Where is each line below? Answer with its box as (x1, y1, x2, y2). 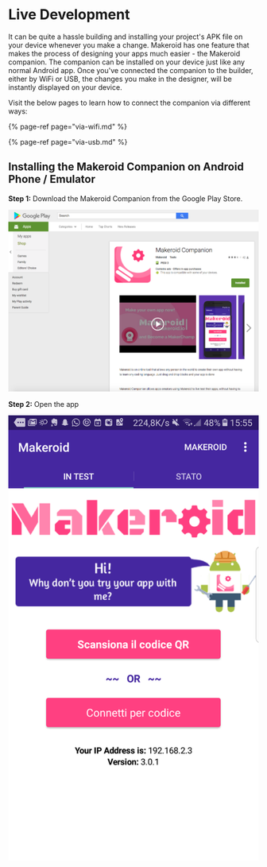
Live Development (8, 6, 130, 24)
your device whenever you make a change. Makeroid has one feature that (8, 40, 250, 49)
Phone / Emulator (8, 172, 96, 186)
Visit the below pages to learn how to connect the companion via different (8, 98, 250, 107)
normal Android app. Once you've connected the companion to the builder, (8, 65, 253, 75)
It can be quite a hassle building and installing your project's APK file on (8, 32, 243, 41)
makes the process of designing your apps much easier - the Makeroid (8, 48, 241, 58)
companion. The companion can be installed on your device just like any (8, 57, 245, 67)
